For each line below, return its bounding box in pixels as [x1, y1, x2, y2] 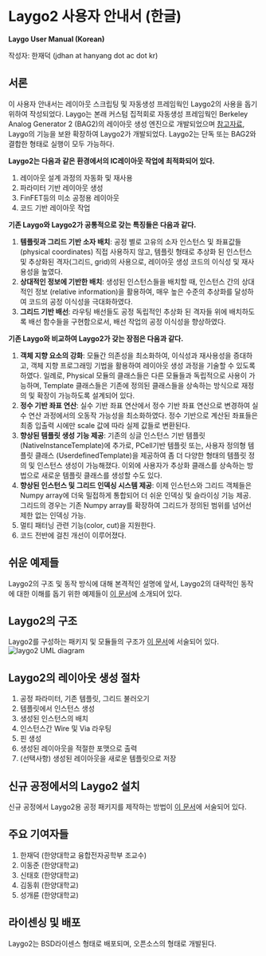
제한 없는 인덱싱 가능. [19, 510, 86, 520]
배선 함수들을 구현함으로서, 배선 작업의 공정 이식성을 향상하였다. [28, 316, 226, 326]
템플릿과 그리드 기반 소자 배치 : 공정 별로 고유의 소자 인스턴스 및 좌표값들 [19, 236, 241, 246]
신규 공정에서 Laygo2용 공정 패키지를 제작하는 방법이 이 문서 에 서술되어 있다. [8, 802, 247, 811]
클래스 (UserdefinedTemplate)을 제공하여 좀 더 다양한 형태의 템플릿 [34, 450, 247, 460]
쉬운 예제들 [8, 556, 60, 569]
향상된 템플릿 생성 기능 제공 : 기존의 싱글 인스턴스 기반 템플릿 [19, 430, 205, 440]
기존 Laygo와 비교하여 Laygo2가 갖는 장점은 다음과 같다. [8, 333, 184, 343]
